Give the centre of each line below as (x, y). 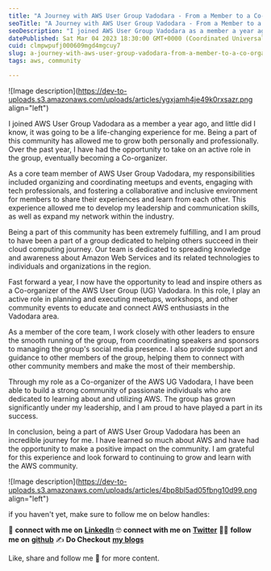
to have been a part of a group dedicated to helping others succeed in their (133, 240)
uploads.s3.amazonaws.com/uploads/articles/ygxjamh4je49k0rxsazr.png (131, 99)
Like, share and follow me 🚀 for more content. (84, 558)
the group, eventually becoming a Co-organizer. (88, 157)
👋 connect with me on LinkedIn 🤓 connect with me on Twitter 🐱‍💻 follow (130, 530)
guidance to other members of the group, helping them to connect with (126, 357)
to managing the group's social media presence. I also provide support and (133, 348)
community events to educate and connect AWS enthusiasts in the (119, 307)
